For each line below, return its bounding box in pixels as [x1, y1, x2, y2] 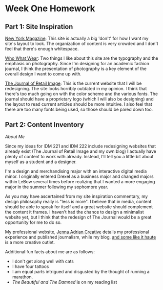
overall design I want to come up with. [5, 71, 81, 76]
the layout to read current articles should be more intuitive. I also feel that [5, 101, 152, 107]
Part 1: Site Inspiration [5, 23, 73, 31]
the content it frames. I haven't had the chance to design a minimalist [5, 209, 144, 215]
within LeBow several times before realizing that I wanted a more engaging [5, 178, 155, 184]
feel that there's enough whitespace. [5, 46, 79, 51]
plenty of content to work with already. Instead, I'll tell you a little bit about [5, 153, 154, 159]
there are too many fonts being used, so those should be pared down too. [5, 106, 153, 112]
